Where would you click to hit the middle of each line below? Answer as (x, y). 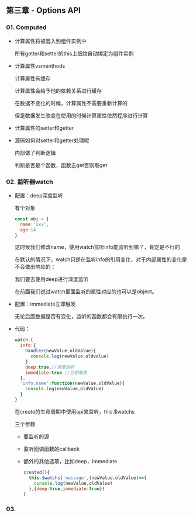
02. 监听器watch (30, 182)
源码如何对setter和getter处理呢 (52, 140)
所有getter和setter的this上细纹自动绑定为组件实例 (74, 53)
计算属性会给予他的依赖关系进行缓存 (58, 91)
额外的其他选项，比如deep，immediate (70, 461)
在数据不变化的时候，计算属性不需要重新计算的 (71, 103)
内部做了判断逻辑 (35, 152)
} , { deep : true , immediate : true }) (67, 489)
